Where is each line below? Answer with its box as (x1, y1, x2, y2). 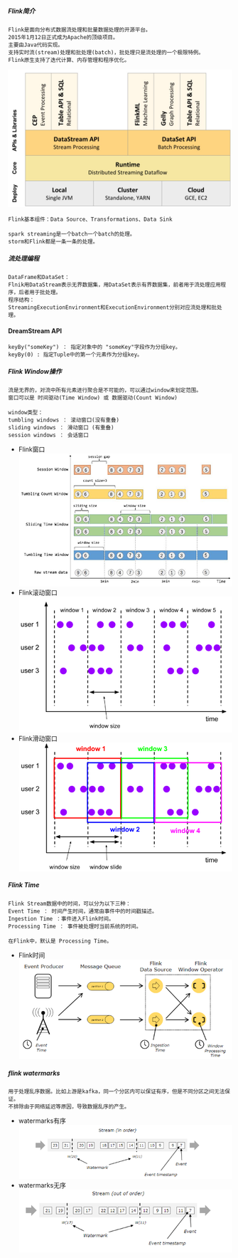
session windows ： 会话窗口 (8, 431, 90, 439)
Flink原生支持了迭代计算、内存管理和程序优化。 (8, 56, 130, 63)
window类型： (8, 409, 43, 416)
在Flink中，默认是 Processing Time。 (8, 937, 112, 945)
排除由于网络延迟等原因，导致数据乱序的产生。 (13, 1104, 130, 1111)
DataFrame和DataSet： (8, 274, 70, 281)
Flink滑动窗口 (18, 734, 58, 743)
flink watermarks (8, 1069, 60, 1077)
